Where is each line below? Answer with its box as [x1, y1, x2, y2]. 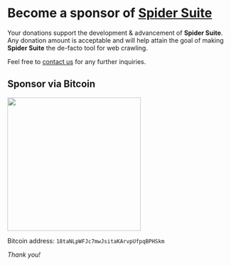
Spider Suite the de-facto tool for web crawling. [7, 43, 148, 52]
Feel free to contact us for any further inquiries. [7, 57, 146, 65]
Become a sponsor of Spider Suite [7, 5, 213, 21]
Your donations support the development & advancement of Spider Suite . [7, 28, 223, 37]
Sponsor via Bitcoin [7, 78, 96, 90]
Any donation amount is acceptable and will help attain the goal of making [7, 36, 224, 44]
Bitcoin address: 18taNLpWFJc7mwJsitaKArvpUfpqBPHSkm [7, 236, 165, 245]
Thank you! [7, 250, 41, 259]
